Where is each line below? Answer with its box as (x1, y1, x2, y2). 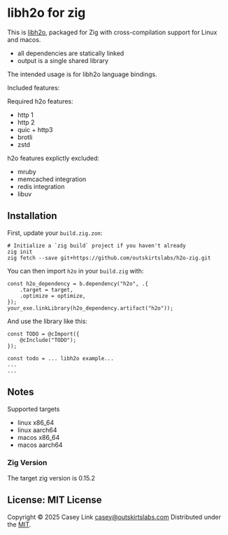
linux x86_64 (17, 418, 55, 427)
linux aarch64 (17, 425, 57, 434)
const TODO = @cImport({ (7, 330, 80, 337)
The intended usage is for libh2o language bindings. (7, 70, 157, 78)
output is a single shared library (17, 56, 109, 64)
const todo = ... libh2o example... (7, 355, 114, 362)
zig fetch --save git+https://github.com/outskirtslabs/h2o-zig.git (7, 254, 211, 262)
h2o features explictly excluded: (7, 154, 100, 162)
